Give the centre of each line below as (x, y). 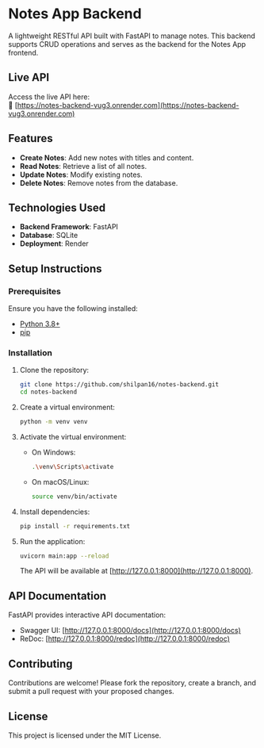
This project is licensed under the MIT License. (85, 735)
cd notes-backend (48, 392)
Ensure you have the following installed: (73, 309)
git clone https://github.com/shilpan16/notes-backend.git (119, 385)
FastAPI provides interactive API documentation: (87, 615)
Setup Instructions (55, 269)
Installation (31, 352)
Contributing (40, 664)
